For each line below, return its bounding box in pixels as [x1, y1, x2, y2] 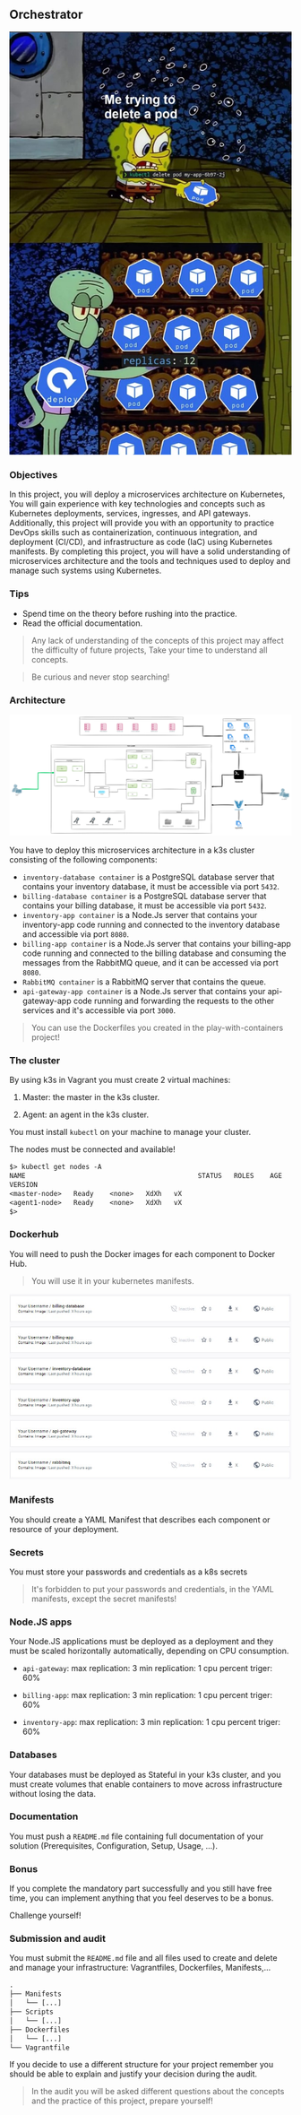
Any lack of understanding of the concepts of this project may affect [30, 635, 284, 646]
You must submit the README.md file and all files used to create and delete [9, 1953, 278, 1963]
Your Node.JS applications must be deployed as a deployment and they [9, 1636, 274, 1647]
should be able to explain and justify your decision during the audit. [9, 2068, 258, 2079]
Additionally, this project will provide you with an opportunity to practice [9, 517, 275, 528]
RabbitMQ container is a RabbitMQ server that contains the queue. [21, 976, 267, 987]
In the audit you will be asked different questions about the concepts [30, 2086, 285, 2097]
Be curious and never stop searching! [30, 672, 170, 682]
